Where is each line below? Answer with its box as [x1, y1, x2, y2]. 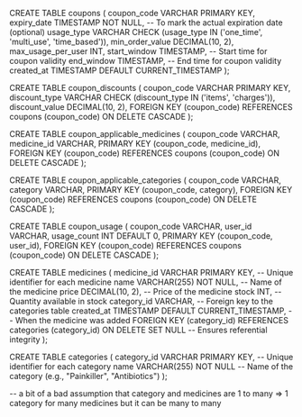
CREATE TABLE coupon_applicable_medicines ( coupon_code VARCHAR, [9, 129, 281, 139]
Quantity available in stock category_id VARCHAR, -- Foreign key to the [9, 296, 273, 306]
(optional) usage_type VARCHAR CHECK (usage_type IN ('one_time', [9, 27, 263, 37]
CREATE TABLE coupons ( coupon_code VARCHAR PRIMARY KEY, [9, 8, 255, 18]
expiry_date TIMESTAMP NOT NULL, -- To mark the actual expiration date [9, 17, 283, 28]
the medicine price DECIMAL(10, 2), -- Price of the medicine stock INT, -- [9, 286, 282, 296]
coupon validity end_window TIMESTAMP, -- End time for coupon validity [9, 56, 282, 66]
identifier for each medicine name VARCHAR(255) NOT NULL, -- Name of [9, 276, 282, 287]
